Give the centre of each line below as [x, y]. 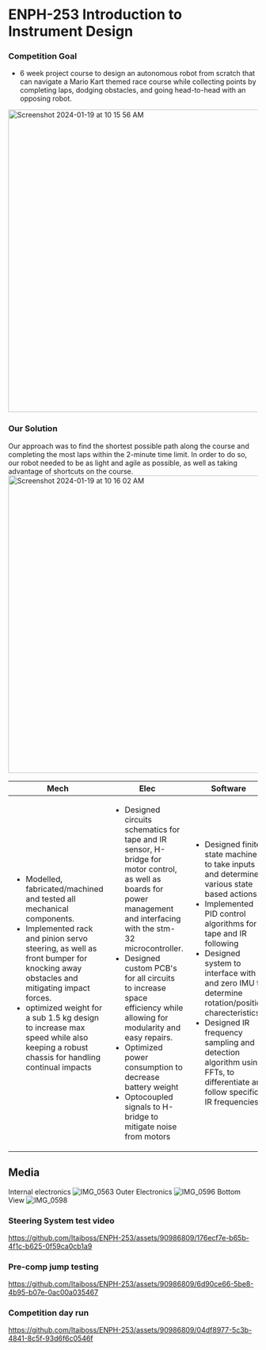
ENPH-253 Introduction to [95, 15]
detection [222, 1052]
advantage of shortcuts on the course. [71, 471]
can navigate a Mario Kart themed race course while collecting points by [138, 82]
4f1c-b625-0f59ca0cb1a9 [50, 1246]
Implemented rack [59, 929]
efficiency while [154, 1008]
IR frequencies [232, 1101]
